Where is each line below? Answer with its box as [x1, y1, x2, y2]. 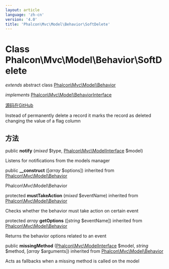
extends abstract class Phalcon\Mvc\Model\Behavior [5, 82, 116, 88]
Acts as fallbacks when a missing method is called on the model [5, 258, 140, 264]
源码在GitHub [5, 102, 34, 108]
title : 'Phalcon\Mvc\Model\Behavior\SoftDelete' [5, 21, 110, 27]
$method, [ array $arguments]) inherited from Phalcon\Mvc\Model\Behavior [5, 248, 164, 254]
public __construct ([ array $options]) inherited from [5, 167, 115, 173]
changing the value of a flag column [5, 118, 81, 124]
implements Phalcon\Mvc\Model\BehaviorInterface [5, 92, 112, 98]
